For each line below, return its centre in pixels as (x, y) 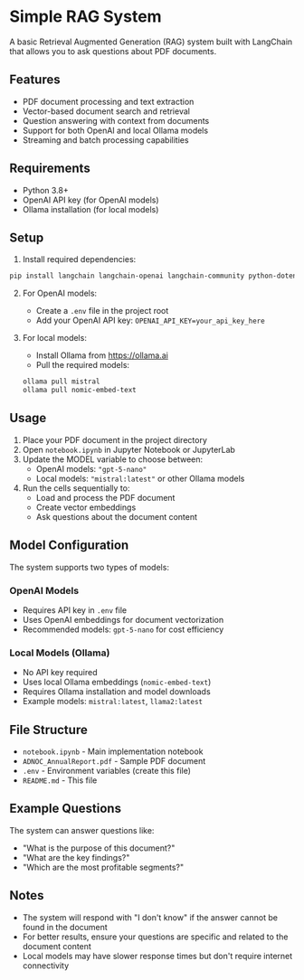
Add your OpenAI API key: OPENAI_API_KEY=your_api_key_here (150, 320)
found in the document (65, 927)
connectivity (46, 966)
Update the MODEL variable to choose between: (113, 459)
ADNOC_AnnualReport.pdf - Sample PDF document (114, 761)
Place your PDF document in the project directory (115, 439)
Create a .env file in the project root (102, 311)
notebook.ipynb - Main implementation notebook (113, 751)
